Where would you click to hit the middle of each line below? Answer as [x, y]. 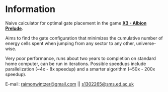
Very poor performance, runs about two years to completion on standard [80, 58]
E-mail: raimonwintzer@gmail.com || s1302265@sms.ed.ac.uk [70, 84]
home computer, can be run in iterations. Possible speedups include [76, 63]
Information [30, 9]
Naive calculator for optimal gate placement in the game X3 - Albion [76, 23]
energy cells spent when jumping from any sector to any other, [70, 43]
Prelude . [14, 28]
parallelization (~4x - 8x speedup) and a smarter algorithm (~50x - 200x [80, 69]
